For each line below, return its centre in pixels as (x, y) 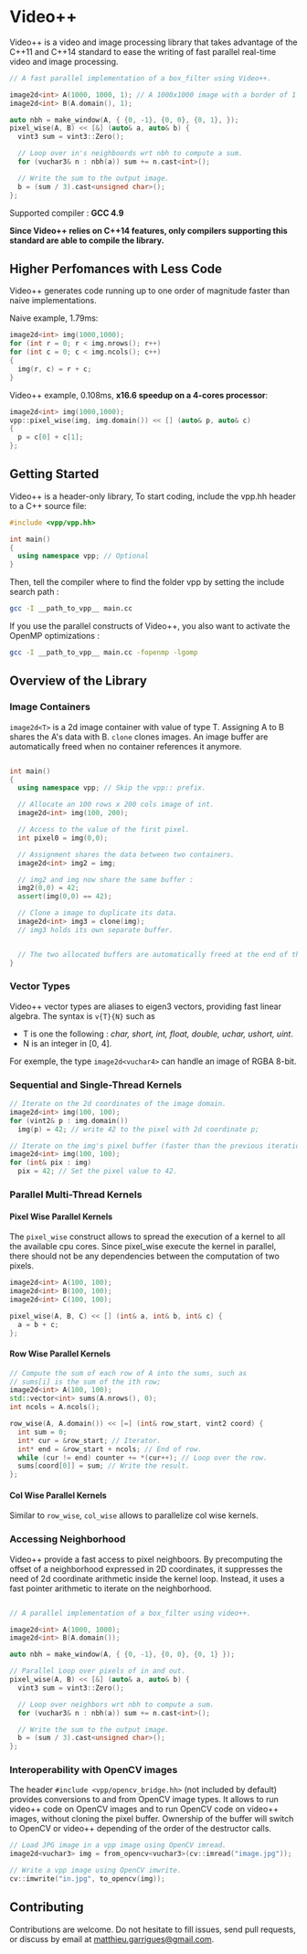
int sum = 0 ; (42, 1432)
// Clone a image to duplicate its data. (98, 913)
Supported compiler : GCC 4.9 (67, 213)
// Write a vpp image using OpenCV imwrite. (95, 1871)
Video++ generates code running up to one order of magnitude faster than (150, 291)
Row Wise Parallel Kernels (60, 1354)
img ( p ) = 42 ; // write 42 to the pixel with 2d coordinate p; (138, 1129)
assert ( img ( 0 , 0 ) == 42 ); (65, 897)
